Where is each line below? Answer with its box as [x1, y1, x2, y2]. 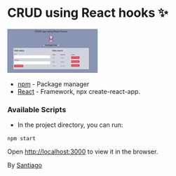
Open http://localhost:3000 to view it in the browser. [7, 147, 158, 156]
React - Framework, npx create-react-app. [17, 87, 140, 95]
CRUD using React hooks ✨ [7, 5, 168, 21]
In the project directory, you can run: [17, 121, 123, 129]
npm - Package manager [17, 79, 90, 88]
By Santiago [7, 161, 42, 170]
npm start [7, 135, 36, 142]
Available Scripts [7, 104, 67, 114]
